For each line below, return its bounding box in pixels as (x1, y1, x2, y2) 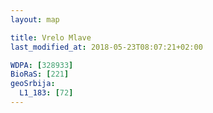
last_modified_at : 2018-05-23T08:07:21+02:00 (10, 42, 203, 52)
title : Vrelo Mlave (10, 32, 92, 43)
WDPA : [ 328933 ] (10, 60, 74, 70)
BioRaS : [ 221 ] (10, 69, 70, 80)
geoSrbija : (10, 79, 56, 89)
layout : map (10, 14, 60, 25)
